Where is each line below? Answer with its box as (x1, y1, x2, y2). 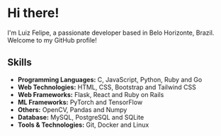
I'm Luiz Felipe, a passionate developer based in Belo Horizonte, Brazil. (7, 28, 215, 37)
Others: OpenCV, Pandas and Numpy (17, 105, 127, 114)
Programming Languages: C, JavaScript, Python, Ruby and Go (17, 75, 203, 84)
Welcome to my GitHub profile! (7, 35, 97, 44)
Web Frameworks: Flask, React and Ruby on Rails (17, 90, 164, 98)
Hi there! (7, 5, 59, 21)
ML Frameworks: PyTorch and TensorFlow (17, 98, 143, 106)
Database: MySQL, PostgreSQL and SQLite (17, 113, 144, 121)
